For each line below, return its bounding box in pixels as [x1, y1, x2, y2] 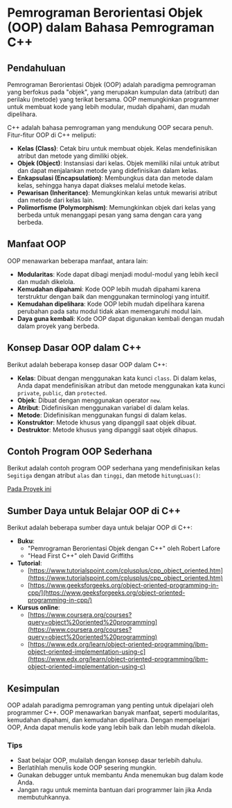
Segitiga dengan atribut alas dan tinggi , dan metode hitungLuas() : [7, 471, 201, 480]
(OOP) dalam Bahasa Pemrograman [7, 19, 215, 35]
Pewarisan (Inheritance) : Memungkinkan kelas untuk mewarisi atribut [17, 189, 217, 197]
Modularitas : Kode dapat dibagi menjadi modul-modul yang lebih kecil [17, 270, 219, 279]
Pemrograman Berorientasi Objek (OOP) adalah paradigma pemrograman [7, 81, 216, 88]
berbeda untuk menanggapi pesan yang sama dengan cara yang [17, 211, 202, 219]
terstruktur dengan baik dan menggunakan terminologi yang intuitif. [17, 292, 210, 300]
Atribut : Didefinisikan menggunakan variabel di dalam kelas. [17, 403, 190, 411]
